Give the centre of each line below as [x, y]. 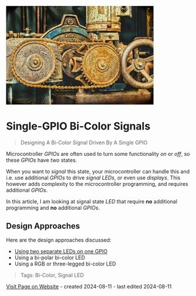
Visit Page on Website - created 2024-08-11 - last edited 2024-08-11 [89, 287]
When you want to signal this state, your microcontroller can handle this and [98, 171]
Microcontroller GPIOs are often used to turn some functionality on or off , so [98, 154]
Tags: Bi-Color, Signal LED [52, 275]
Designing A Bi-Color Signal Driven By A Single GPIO [84, 142]
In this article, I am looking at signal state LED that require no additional [92, 201]
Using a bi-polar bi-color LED [50, 258]
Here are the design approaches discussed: [59, 240]
